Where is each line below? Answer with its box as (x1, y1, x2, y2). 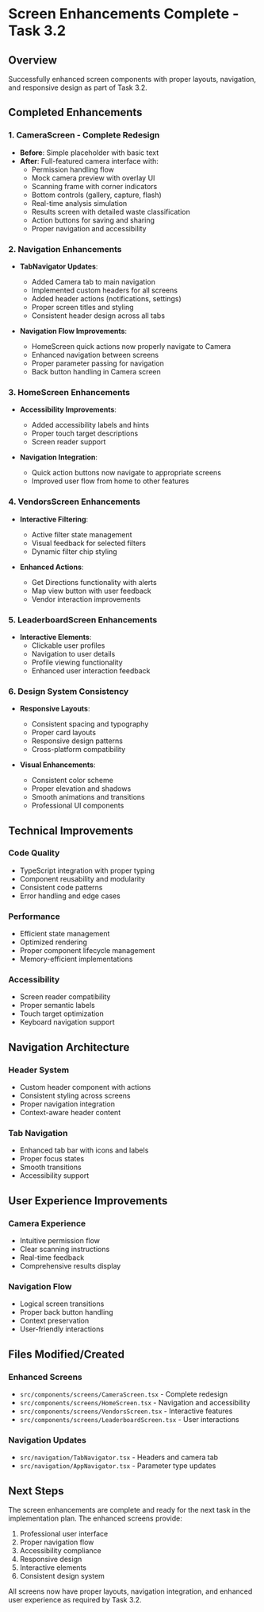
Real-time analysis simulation (31, 198, 128, 207)
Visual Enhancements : (19, 760, 96, 769)
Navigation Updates (8, 1435, 87, 1446)
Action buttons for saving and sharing (31, 215, 155, 225)
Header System (8, 1064, 70, 1075)
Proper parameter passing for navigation (31, 358, 165, 368)
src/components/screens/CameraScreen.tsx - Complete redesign (19, 1389, 228, 1399)
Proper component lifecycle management (19, 946, 155, 955)
